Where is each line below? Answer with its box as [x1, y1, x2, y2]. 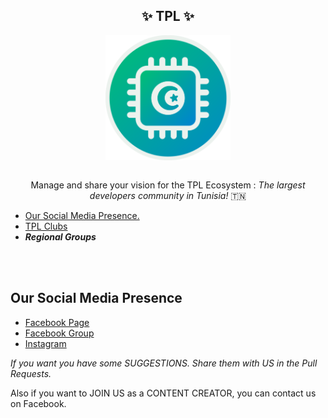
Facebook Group [24, 327, 95, 339]
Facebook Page [24, 316, 90, 328]
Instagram [24, 337, 67, 349]
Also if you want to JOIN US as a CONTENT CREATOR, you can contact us [10, 387, 317, 399]
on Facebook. [10, 397, 67, 409]
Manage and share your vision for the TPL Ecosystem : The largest [30, 179, 306, 191]
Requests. [10, 367, 52, 379]
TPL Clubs [24, 220, 68, 232]
